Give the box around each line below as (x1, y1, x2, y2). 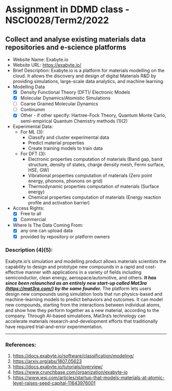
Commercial (20, 216, 46, 222)
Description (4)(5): (5, 246, 53, 254)
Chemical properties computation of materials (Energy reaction (28, 194, 161, 200)
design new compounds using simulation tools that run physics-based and (5, 291, 163, 297)
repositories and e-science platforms (5, 43, 126, 52)
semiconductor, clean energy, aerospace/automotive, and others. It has (5, 274, 157, 280)
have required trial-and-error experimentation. (5, 323, 103, 330)
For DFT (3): (20, 151, 47, 157)
